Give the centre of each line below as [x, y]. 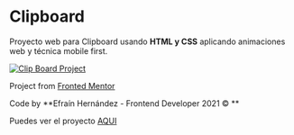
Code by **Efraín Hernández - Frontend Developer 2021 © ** [124, 103]
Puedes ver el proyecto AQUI [63, 121]
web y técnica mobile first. [59, 50]
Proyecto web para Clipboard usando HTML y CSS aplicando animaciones [147, 41]
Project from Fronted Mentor [62, 85]
